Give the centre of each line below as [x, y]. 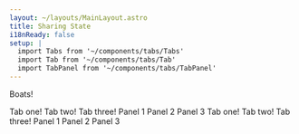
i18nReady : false [42, 34]
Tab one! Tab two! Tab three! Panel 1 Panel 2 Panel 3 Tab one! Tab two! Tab [150, 111]
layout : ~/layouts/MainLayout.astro [78, 18]
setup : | [26, 43]
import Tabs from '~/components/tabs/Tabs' [101, 52]
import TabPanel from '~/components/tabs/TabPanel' [117, 69]
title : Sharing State [50, 26]
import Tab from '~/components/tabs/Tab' [97, 60]
